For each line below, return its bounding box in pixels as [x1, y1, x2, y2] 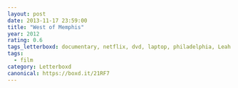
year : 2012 [7, 30, 40, 38]
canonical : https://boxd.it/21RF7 [7, 70, 110, 77]
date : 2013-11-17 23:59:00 [7, 17, 88, 24]
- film [14, 57, 33, 64]
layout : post [7, 10, 46, 18]
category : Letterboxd [7, 63, 72, 70]
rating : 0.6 [7, 37, 43, 44]
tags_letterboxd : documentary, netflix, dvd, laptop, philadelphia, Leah [7, 43, 232, 50]
